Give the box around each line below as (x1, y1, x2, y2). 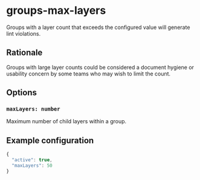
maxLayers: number (6, 106, 60, 112)
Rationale (6, 48, 43, 58)
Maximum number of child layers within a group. (6, 118, 127, 125)
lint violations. (6, 30, 41, 37)
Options (6, 88, 37, 98)
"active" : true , (11, 157, 53, 163)
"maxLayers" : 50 (11, 162, 53, 169)
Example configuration (6, 135, 94, 146)
